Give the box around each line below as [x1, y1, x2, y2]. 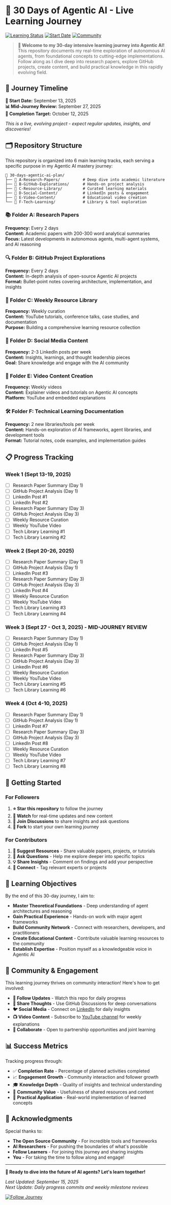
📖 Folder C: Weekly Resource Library [5, 297, 98, 304]
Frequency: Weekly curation [5, 308, 65, 314]
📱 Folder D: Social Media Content [5, 337, 88, 344]
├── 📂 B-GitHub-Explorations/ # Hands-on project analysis [5, 181, 145, 186]
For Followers [5, 793, 40, 800]
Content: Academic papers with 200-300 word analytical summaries [5, 230, 150, 236]
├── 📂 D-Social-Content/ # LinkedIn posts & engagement [5, 191, 149, 196]
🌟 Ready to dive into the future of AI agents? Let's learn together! [5, 1169, 146, 1175]
